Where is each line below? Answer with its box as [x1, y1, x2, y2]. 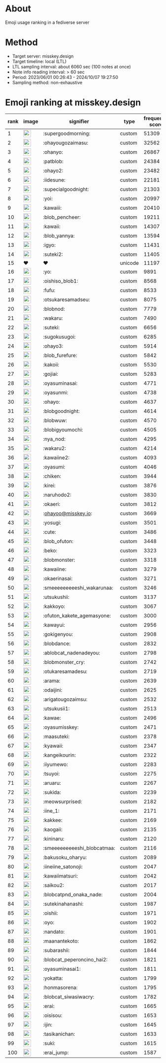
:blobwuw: [42, 417, 67, 424]
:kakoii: [42, 361, 59, 368]
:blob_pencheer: [42, 214, 81, 221]
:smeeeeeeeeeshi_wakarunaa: [42, 584, 114, 591]
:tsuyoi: [42, 770, 60, 777]
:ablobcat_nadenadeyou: [42, 649, 100, 656]
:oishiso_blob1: [42, 277, 78, 284]
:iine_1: [42, 807, 60, 814]
